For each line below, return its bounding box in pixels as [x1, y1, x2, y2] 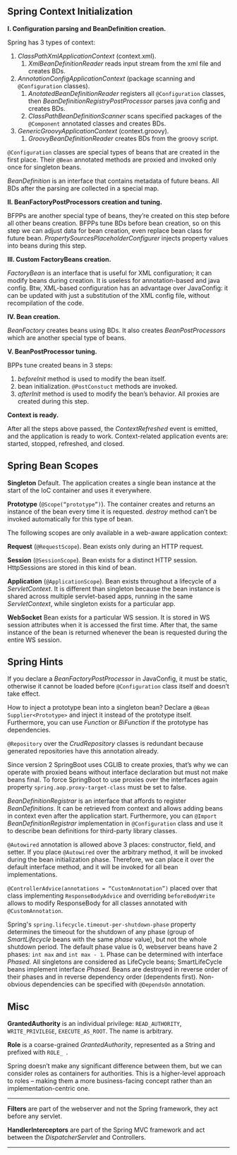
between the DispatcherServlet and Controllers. [7, 1133, 146, 1142]
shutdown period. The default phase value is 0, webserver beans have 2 [7, 943, 217, 951]
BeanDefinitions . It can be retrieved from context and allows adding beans [7, 804, 224, 813]
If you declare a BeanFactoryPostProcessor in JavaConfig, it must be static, [7, 675, 228, 683]
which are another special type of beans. [7, 333, 127, 341]
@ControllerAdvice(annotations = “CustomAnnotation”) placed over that [7, 884, 217, 893]
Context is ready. [7, 411, 59, 419]
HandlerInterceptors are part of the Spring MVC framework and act [7, 1125, 205, 1135]
